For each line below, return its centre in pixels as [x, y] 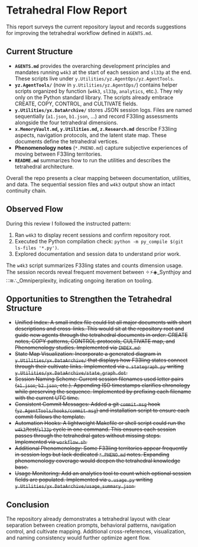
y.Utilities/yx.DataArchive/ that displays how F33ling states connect [101, 360]
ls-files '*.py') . [37, 247]
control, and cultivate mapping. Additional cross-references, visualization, [96, 532]
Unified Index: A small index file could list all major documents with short [103, 323]
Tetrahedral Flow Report [66, 10]
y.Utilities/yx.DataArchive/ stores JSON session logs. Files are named [103, 110]
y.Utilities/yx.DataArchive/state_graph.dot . [71, 373]
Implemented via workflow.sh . [51, 442]
